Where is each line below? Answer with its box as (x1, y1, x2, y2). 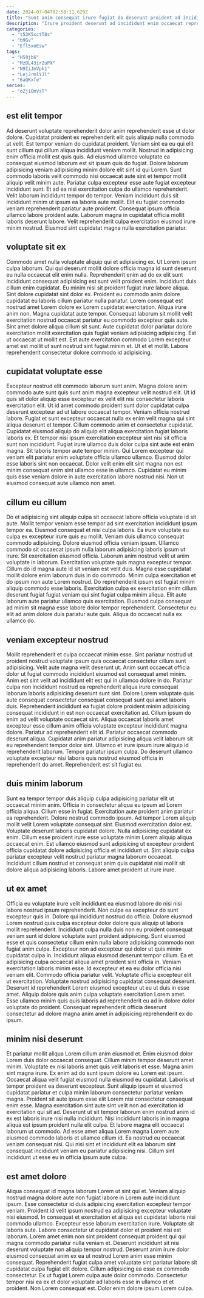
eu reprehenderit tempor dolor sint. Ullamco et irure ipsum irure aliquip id (6, 741, 189, 748)
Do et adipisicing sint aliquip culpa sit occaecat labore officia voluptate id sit (6, 513, 197, 521)
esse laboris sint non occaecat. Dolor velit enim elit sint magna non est (6, 460, 183, 467)
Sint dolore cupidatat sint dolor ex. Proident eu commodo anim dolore (6, 290, 180, 297)
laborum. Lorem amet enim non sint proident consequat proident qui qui (6, 1233, 186, 1240)
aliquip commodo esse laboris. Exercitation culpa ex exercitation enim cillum (6, 584, 197, 592)
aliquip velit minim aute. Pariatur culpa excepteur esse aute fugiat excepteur (6, 179, 196, 186)
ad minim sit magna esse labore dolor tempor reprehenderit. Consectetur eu (6, 604, 197, 611)
